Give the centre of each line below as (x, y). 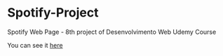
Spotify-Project (53, 13)
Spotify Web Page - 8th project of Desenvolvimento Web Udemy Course (112, 32)
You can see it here (35, 45)
